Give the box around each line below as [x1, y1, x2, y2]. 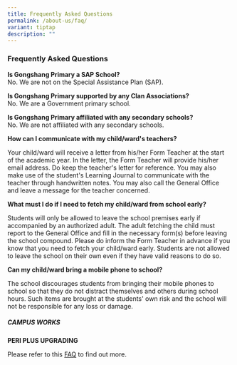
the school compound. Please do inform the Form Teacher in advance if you [7, 236, 231, 245]
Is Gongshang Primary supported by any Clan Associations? [7, 91, 190, 100]
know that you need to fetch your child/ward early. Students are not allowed [7, 244, 230, 252]
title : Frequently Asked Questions [7, 10, 113, 18]
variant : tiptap [7, 24, 56, 31]
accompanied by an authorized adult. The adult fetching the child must [7, 221, 215, 230]
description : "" [7, 30, 56, 38]
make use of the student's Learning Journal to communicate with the [7, 170, 210, 179]
